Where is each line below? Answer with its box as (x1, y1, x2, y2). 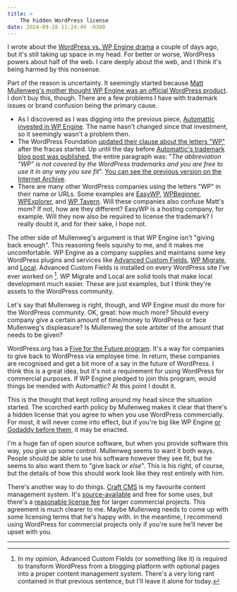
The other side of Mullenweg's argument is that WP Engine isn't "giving (7, 233, 215, 242)
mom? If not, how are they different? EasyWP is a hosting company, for (17, 205, 224, 214)
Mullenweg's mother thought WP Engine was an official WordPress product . (7, 86, 228, 95)
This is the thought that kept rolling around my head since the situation (7, 395, 213, 404)
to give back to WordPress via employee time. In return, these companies (7, 352, 220, 360)
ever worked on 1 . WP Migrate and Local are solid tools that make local (7, 271, 213, 280)
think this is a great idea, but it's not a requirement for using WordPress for (7, 367, 224, 376)
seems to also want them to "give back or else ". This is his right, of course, (7, 462, 225, 470)
